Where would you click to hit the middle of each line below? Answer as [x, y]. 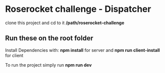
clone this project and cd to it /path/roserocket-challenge [65, 23]
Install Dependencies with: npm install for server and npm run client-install [82, 50]
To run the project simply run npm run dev [49, 65]
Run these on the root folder [49, 38]
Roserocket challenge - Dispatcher [78, 9]
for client [14, 55]
